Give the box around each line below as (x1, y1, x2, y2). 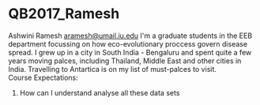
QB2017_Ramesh (8, 5, 120, 23)
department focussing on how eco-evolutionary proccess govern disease (8, 39, 247, 48)
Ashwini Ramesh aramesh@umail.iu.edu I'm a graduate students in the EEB (8, 31, 253, 40)
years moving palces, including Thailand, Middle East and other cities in (8, 56, 242, 66)
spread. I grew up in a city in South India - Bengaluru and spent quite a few (8, 47, 252, 57)
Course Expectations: (8, 73, 79, 82)
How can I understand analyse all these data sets (19, 88, 180, 97)
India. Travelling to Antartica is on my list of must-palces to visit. (8, 64, 217, 73)
